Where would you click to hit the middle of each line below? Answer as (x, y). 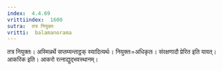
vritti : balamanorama (39, 32)
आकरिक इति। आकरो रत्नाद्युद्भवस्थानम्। (52, 59)
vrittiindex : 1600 (35, 20)
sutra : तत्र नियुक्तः (31, 26)
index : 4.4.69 (29, 13)
